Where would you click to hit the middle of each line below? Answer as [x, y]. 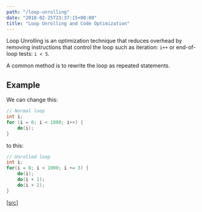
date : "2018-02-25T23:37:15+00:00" [52, 18]
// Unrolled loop [28, 157]
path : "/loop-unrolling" [38, 12]
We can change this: [32, 100]
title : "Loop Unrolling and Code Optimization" [68, 23]
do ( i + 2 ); [31, 185]
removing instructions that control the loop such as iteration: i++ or [91, 47]
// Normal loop [26, 111]
